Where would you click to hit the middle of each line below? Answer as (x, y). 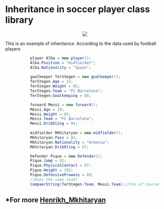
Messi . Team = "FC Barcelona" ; (62, 119)
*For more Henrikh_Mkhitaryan (56, 200)
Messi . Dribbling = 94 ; (54, 124)
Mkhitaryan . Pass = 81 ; (54, 137)
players (13, 48)
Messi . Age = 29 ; (47, 110)
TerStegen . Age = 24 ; (51, 82)
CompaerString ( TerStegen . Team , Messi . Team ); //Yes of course (94, 184)
